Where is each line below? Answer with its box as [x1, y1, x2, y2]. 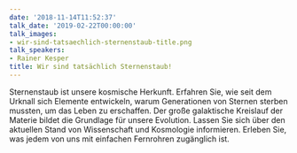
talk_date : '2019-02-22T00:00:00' [9, 21, 137, 30]
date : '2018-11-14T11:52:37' [9, 12, 117, 22]
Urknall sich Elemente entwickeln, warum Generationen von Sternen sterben [9, 96, 288, 106]
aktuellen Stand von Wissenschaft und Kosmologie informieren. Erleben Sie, [9, 124, 287, 134]
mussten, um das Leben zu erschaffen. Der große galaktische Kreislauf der [9, 105, 284, 116]
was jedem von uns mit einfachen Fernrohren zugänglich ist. [9, 134, 231, 144]
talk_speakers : [9, 46, 66, 55]
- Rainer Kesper [9, 54, 69, 63]
